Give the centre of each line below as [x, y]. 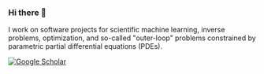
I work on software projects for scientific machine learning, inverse [117, 30]
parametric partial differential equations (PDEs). [86, 46]
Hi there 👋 [28, 13]
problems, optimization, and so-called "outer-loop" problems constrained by [132, 38]
